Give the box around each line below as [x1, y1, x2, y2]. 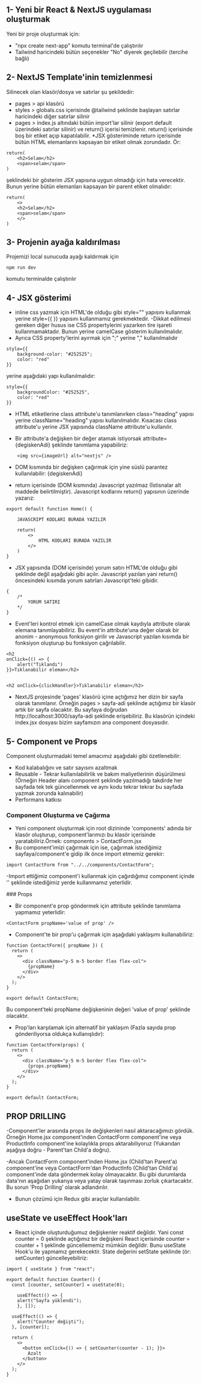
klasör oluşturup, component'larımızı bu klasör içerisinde [14, 831, 156, 838]
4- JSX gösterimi [6, 292, 72, 303]
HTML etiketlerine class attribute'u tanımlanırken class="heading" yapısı [14, 410, 194, 418]
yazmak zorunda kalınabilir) [14, 789, 84, 797]
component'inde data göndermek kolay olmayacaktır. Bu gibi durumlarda [6, 1171, 186, 1178]
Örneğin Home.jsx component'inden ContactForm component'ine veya [6, 1134, 182, 1141]
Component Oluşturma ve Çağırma [6, 811, 110, 819]
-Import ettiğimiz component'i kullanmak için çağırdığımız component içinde [6, 873, 195, 880]
